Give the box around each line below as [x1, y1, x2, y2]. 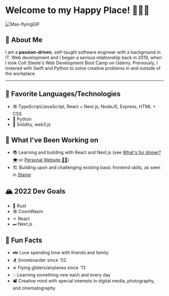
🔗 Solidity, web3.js [12, 121, 51, 127]
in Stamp [12, 172, 31, 178]
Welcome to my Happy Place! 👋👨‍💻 [5, 5, 150, 16]
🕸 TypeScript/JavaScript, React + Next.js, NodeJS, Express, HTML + [12, 103, 156, 110]
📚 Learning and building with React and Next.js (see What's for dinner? [12, 149, 161, 155]
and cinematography [12, 285, 56, 291]
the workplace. [5, 70, 36, 76]
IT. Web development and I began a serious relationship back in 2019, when [5, 54, 162, 60]
